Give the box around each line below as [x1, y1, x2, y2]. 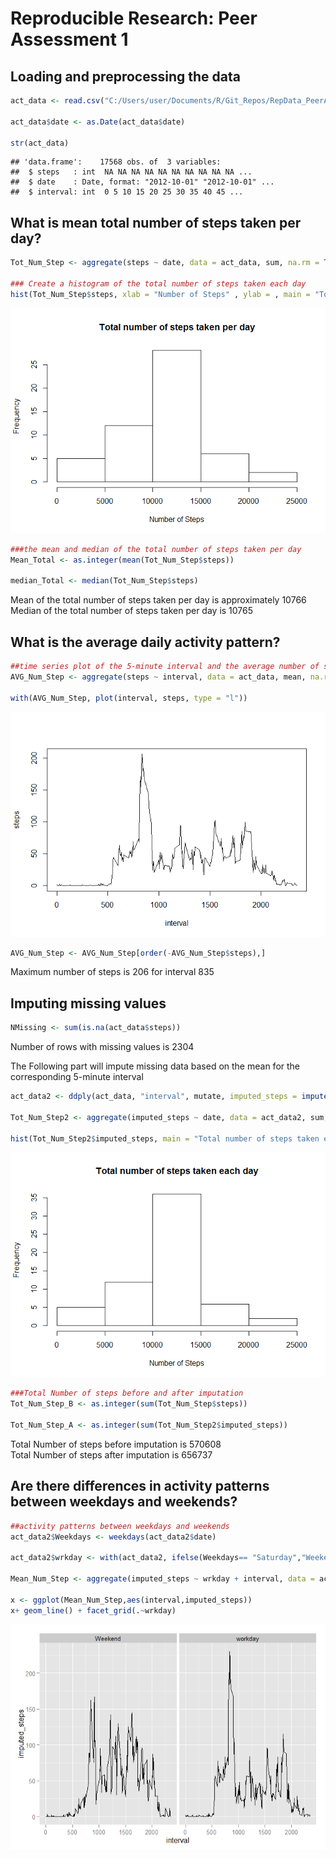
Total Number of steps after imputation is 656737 [10, 1448, 213, 1461]
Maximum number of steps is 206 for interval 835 [10, 966, 215, 978]
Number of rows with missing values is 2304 [10, 1041, 195, 1053]
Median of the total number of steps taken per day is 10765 [10, 605, 254, 617]
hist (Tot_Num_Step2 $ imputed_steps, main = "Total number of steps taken [10, 1133, 320, 1144]
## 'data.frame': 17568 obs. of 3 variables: [10, 157, 222, 167]
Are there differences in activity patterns [10, 1478, 270, 1495]
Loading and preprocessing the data [10, 68, 241, 85]
